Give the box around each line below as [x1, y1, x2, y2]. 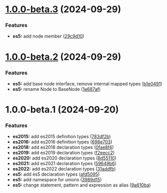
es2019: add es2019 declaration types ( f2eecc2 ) [12, 150, 115, 156]
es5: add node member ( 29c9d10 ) [12, 33, 85, 39]
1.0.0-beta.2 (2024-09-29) [5, 51, 121, 62]
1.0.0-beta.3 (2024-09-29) [5, 4, 121, 15]
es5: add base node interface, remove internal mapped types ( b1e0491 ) [12, 80, 163, 87]
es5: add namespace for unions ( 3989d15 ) [12, 177, 102, 183]
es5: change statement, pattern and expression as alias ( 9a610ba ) [12, 182, 151, 188]
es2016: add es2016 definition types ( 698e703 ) [12, 139, 113, 145]
